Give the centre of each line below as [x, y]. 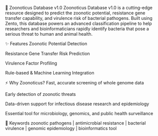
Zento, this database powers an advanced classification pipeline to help [79, 23]
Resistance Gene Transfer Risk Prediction [48, 54]
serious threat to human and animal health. [49, 34]
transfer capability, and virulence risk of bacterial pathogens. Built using [79, 18]
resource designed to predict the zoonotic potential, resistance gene [75, 13]
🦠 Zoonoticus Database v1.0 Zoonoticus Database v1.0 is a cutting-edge [79, 8]
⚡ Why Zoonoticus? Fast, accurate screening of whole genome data [75, 83]
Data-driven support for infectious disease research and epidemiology [77, 104]
